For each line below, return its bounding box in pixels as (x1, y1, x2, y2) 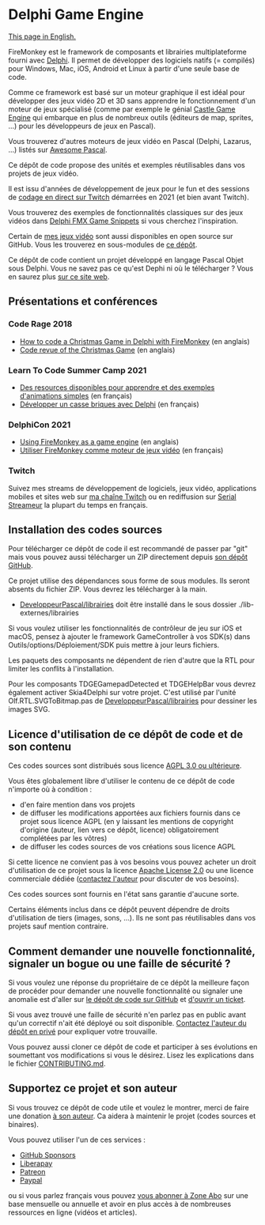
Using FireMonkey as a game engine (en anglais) (19, 437, 180, 447)
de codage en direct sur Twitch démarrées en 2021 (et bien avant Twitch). (8, 192, 249, 202)
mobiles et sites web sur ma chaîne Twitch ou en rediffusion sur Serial (8, 492, 237, 501)
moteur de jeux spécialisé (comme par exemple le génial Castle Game (8, 104, 236, 114)
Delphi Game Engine (8, 6, 144, 24)
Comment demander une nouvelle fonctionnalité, (8, 944, 256, 958)
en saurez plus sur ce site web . (8, 271, 110, 282)
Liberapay (19, 1159, 53, 1168)
